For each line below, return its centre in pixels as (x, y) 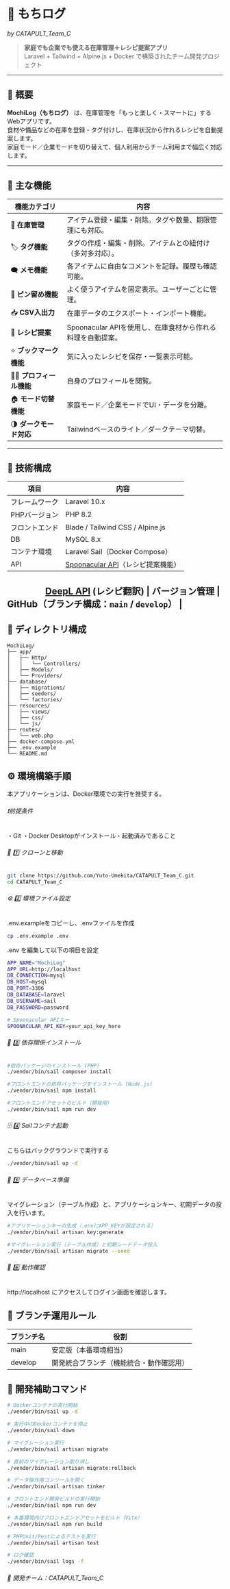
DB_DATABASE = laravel (37, 994)
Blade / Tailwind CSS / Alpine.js (115, 527)
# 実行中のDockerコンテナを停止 (48, 1424)
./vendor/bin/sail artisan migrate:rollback (72, 1468)
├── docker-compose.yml (41, 741)
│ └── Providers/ (35, 675)
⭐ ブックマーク (35, 350)
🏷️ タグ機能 (29, 247)
